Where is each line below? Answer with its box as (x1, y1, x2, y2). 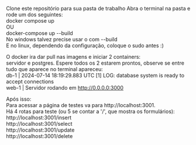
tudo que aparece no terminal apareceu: (6, 66, 104, 72)
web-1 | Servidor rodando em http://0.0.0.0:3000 (6, 84, 124, 91)
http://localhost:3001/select (6, 121, 73, 127)
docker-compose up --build (6, 30, 73, 37)
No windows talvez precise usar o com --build (6, 36, 118, 43)
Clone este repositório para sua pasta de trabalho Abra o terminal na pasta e (6, 5, 191, 12)
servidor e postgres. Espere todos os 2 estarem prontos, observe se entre (6, 59, 184, 66)
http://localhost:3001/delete (6, 133, 73, 139)
